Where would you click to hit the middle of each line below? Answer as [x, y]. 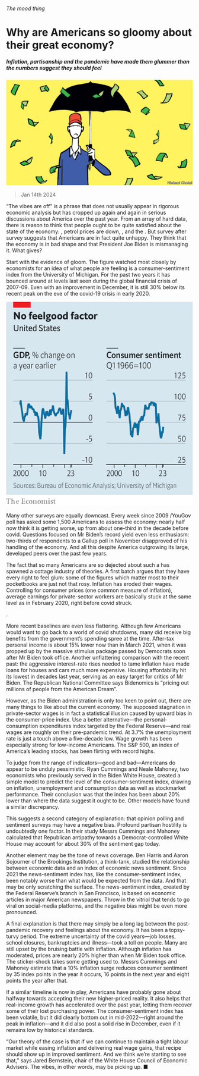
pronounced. [22, 912]
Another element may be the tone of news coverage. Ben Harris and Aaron [97, 855]
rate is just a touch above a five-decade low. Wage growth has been [89, 738]
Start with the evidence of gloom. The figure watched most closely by [91, 262]
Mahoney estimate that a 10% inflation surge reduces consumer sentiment [97, 968]
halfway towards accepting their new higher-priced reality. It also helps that [98, 998]
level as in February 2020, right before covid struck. [69, 603]
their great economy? [60, 45]
